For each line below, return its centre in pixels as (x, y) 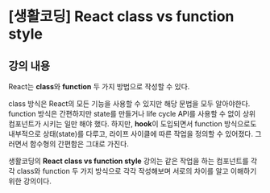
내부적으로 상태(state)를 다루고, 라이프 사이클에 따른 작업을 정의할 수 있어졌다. (131, 134)
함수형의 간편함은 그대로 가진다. (79, 144)
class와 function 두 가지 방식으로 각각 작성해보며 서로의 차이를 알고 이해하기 (137, 171)
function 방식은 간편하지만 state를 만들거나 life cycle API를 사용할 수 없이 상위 (132, 114)
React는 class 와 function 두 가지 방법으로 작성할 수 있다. (99, 86)
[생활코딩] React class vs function (121, 16)
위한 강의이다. (30, 181)
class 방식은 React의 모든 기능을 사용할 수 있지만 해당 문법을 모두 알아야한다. (129, 104)
